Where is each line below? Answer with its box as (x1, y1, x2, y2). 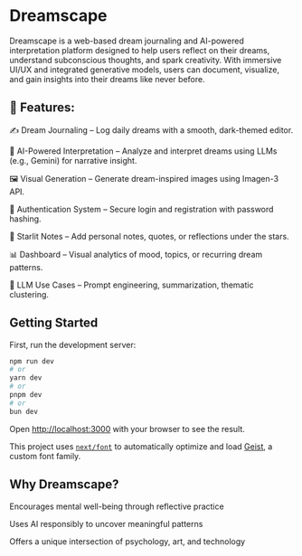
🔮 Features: (9, 100, 75, 116)
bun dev (9, 407, 39, 416)
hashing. (9, 213, 42, 224)
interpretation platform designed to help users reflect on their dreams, (9, 44, 270, 55)
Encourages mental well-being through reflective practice (9, 501, 224, 512)
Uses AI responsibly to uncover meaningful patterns (9, 518, 203, 529)
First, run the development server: (9, 339, 137, 350)
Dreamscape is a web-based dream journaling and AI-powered (9, 35, 244, 46)
